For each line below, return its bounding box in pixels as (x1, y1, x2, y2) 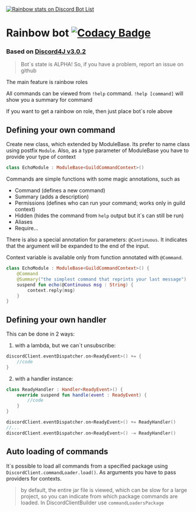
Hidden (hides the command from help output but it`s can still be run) (14, 212, 184, 219)
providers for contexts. (6, 475, 62, 482)
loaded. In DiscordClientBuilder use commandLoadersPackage (20, 499, 165, 506)
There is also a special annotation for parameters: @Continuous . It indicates (6, 236, 188, 243)
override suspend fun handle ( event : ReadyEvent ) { (17, 392, 147, 398)
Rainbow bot (6, 27, 69, 40)
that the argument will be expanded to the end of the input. (6, 243, 150, 250)
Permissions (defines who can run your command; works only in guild (14, 199, 185, 207)
